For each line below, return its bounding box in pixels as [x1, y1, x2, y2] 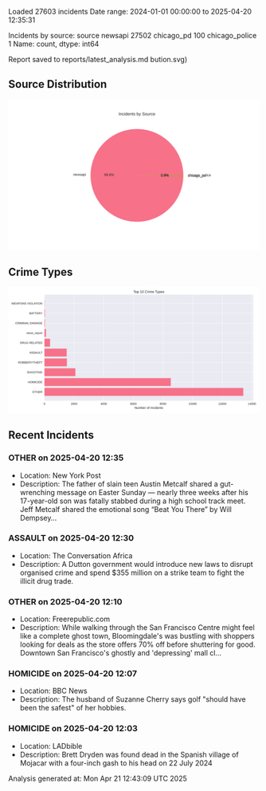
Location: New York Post [19, 470, 101, 480]
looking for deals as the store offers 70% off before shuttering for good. [19, 639, 256, 649]
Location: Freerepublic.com [19, 614, 111, 624]
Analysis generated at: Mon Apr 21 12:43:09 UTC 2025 [8, 773, 187, 783]
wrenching [19, 487, 56, 497]
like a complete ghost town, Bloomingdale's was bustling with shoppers [19, 632, 255, 641]
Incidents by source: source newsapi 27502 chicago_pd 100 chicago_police [8, 31, 257, 40]
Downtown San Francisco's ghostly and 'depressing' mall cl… [19, 648, 221, 658]
